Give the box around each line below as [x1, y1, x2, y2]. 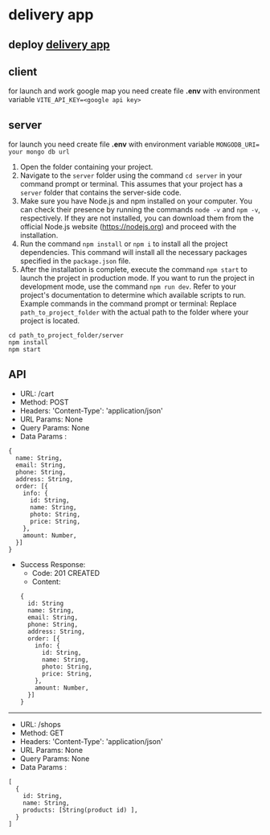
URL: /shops [19, 720, 62, 730]
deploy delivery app [8, 38, 110, 51]
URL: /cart [19, 389, 55, 399]
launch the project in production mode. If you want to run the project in [19, 274, 255, 283]
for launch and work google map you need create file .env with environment [8, 86, 260, 96]
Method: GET [19, 728, 64, 738]
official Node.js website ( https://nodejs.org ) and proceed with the [19, 222, 237, 232]
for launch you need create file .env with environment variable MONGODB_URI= [8, 139, 260, 150]
